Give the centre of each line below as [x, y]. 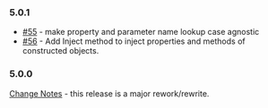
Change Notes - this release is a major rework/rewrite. [109, 93]
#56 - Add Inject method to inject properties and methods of [134, 41]
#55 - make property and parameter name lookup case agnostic [141, 32]
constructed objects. [61, 51]
